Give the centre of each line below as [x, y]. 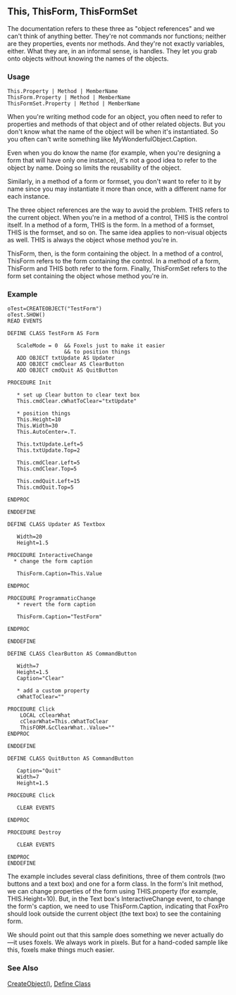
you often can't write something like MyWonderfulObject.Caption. [102, 139]
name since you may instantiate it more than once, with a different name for [117, 189]
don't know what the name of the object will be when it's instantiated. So [113, 132]
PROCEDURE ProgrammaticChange [52, 599]
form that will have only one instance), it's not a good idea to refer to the [112, 161]
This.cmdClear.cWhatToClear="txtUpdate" [77, 401]
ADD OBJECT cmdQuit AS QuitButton [67, 370]
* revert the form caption [56, 605]
